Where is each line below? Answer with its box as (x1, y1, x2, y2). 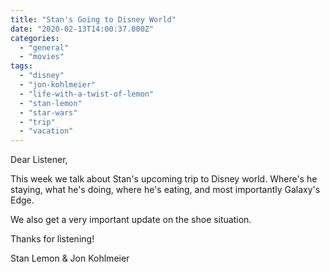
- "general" (19, 42, 70, 53)
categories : (10, 33, 60, 43)
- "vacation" (19, 126, 74, 136)
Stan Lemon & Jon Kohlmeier (10, 252, 130, 265)
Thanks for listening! (10, 233, 95, 245)
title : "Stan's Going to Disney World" (10, 14, 177, 25)
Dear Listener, (10, 154, 68, 166)
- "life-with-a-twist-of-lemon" (19, 89, 155, 99)
